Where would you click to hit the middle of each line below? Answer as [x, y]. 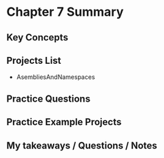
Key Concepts [37, 37]
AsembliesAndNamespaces [56, 77]
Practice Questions [49, 99]
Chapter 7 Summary [65, 12]
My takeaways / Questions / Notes [82, 145]
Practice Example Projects [64, 122]
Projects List [34, 60]
